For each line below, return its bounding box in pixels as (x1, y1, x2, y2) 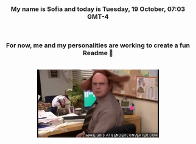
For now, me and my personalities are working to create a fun (5, 41, 191, 50)
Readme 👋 (83, 49, 113, 57)
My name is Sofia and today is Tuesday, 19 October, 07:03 (10, 5, 186, 13)
